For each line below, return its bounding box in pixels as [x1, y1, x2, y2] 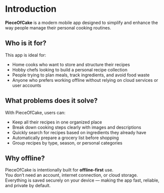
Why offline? [5, 154, 45, 162]
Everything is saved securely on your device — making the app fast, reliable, [5, 177, 160, 183]
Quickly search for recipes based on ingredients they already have [12, 129, 146, 135]
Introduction [5, 3, 57, 15]
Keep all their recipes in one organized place [12, 119, 102, 125]
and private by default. [5, 183, 51, 189]
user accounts [12, 82, 42, 88]
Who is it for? [5, 39, 47, 48]
